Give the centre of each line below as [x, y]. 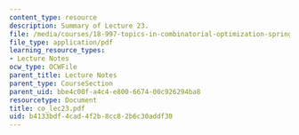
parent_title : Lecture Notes [63, 75]
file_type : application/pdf [61, 42]
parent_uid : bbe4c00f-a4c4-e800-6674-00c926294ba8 [105, 91]
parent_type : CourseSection [61, 83]
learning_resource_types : [57, 51]
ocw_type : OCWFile [43, 67]
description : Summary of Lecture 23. [79, 26]
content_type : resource [53, 17]
